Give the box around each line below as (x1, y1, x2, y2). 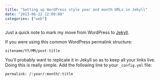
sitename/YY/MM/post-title (5, 48, 60, 54)
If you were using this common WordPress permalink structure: (5, 39, 133, 45)
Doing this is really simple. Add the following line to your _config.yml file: (5, 62, 152, 68)
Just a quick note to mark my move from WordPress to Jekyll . (5, 30, 130, 36)
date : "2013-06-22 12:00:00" (5, 12, 65, 17)
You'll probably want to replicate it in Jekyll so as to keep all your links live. (5, 57, 156, 63)
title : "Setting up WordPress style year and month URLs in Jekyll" (5, 7, 148, 12)
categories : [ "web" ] (5, 16, 47, 21)
